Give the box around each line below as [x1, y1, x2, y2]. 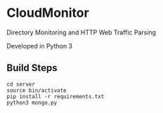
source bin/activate [6, 86, 67, 94]
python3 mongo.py [6, 99, 58, 106]
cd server [6, 81, 36, 88]
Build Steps [6, 62, 58, 74]
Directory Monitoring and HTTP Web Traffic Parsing [6, 28, 156, 36]
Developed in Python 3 [6, 41, 73, 50]
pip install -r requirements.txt [6, 93, 105, 100]
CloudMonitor [6, 5, 89, 21]
